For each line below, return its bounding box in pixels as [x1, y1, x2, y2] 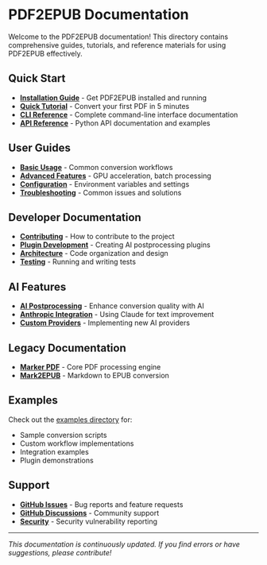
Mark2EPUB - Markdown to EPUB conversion [19, 371, 169, 380]
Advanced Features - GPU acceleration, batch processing [19, 171, 212, 180]
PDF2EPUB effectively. [8, 48, 83, 58]
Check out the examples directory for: [8, 415, 133, 424]
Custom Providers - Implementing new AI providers [19, 318, 191, 327]
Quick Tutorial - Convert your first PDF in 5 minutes [19, 101, 190, 110]
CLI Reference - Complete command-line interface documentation [19, 110, 238, 119]
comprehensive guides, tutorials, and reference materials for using [8, 40, 226, 49]
